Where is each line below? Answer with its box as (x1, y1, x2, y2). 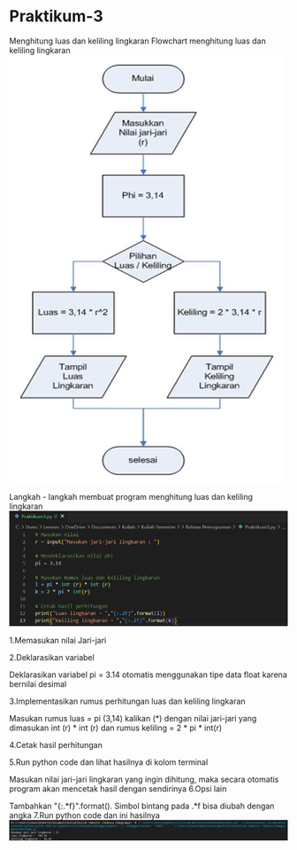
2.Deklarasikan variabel (9, 651, 95, 662)
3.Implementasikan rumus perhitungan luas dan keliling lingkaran (9, 696, 246, 706)
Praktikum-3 (9, 6, 103, 27)
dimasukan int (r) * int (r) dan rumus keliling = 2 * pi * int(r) (9, 722, 223, 733)
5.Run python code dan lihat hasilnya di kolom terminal (9, 756, 209, 768)
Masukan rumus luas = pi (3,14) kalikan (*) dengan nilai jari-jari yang (9, 713, 257, 723)
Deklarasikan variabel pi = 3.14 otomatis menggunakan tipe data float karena (9, 669, 287, 680)
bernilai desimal (9, 678, 67, 689)
